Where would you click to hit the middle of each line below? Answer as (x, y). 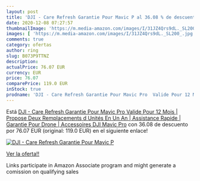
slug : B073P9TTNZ (28, 56)
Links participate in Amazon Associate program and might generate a (91, 165)
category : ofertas (29, 45)
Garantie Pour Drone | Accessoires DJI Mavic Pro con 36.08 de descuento (97, 124)
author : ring (22, 51)
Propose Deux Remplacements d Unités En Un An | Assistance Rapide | (94, 118)
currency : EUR (24, 73)
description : (22, 61)
